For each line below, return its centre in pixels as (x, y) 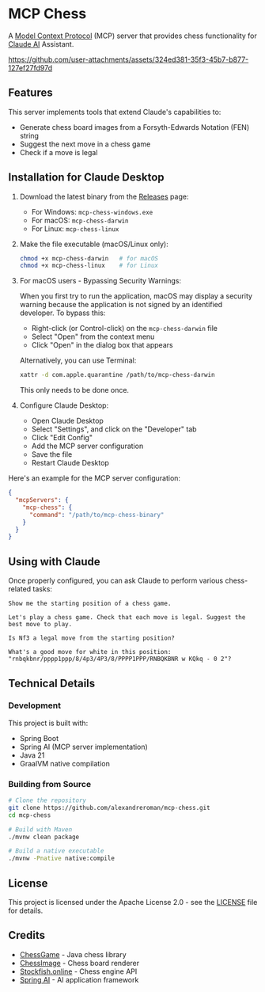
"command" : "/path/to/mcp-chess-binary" (97, 515)
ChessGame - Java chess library (73, 954)
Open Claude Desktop (68, 421)
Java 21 (32, 755)
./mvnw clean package (44, 837)
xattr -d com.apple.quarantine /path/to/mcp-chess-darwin (117, 375)
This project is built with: (48, 723)
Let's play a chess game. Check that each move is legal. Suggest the (127, 618)
